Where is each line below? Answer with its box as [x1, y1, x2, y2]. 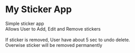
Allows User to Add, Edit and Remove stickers [5, 25, 101, 32]
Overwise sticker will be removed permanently [5, 42, 103, 48]
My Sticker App [5, 4, 72, 15]
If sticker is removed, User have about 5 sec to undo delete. [5, 37, 130, 43]
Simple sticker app [5, 20, 44, 26]
